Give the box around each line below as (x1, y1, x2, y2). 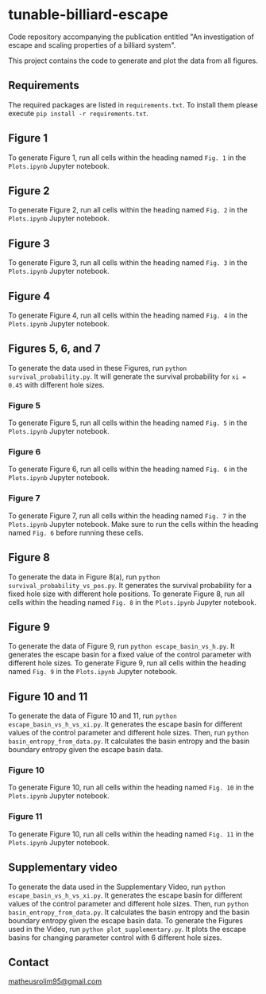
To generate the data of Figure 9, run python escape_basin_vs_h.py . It (8, 641, 236, 651)
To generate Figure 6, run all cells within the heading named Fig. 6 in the (8, 464, 248, 474)
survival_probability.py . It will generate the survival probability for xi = (8, 372, 246, 381)
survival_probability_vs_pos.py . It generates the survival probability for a (8, 580, 253, 590)
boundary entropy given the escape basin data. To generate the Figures (8, 915, 244, 925)
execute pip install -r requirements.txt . (8, 108, 149, 118)
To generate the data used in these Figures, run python (8, 363, 187, 372)
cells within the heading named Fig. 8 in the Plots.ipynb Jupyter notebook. (8, 597, 256, 606)
